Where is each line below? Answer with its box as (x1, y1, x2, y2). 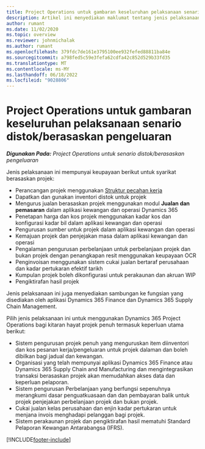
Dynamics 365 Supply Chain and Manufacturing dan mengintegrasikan (15, 366, 193, 373)
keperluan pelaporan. (15, 379, 69, 386)
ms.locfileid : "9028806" (6, 77, 70, 83)
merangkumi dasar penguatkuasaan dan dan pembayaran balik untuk (15, 391, 190, 399)
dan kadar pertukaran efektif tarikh (15, 265, 103, 273)
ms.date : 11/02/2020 (6, 26, 59, 32)
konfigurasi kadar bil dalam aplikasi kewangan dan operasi (15, 219, 163, 227)
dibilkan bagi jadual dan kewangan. (15, 353, 104, 360)
